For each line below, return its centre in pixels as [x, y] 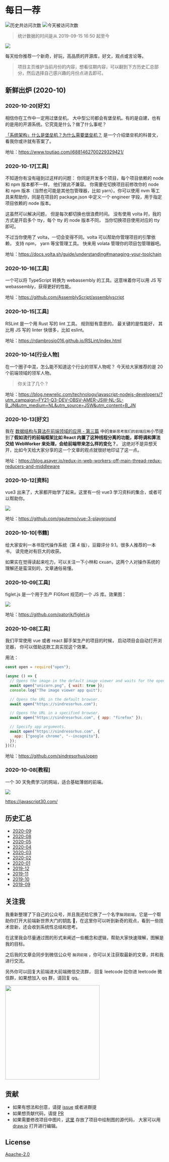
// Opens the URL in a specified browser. [55, 713]
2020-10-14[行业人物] [32, 355]
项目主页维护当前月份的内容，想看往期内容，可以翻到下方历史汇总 [86, 66]
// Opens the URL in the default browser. [55, 699]
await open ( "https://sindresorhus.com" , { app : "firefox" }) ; [76, 718]
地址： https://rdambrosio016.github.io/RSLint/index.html [63, 341]
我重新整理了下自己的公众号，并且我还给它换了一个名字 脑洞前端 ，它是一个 [81, 915]
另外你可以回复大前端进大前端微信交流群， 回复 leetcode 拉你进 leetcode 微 [84, 972]
